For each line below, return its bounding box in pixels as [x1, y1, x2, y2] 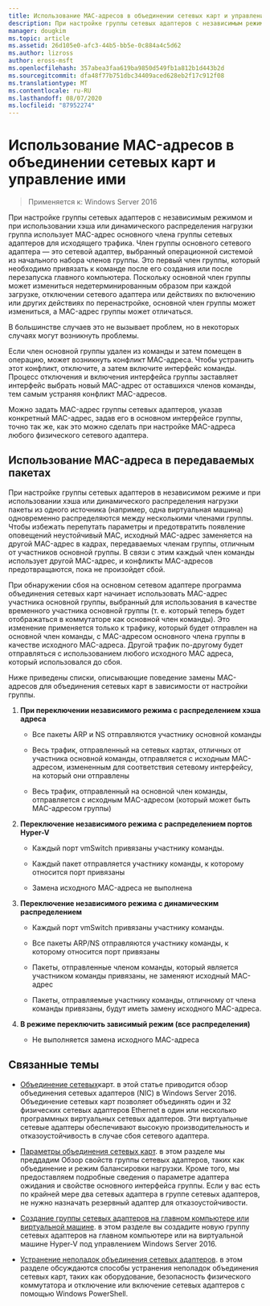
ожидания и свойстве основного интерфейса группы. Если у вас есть [19, 1180, 261, 1190]
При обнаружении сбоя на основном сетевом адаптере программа [8, 580, 242, 590]
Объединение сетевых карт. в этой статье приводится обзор [19, 1079, 228, 1089]
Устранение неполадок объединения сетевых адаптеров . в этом [19, 1255, 243, 1264]
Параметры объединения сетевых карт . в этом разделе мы [19, 1146, 226, 1156]
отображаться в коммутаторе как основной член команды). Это [8, 614, 231, 624]
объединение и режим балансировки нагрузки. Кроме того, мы [19, 1164, 240, 1173]
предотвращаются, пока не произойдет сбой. [8, 564, 166, 574]
